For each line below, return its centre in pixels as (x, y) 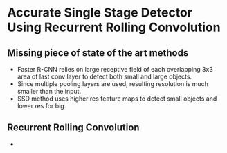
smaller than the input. (49, 91)
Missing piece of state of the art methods (98, 53)
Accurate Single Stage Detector (100, 13)
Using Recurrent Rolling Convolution (114, 27)
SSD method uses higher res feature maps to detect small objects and (117, 99)
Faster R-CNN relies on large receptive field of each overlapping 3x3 (115, 69)
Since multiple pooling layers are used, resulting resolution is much (113, 84)
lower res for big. (42, 106)
